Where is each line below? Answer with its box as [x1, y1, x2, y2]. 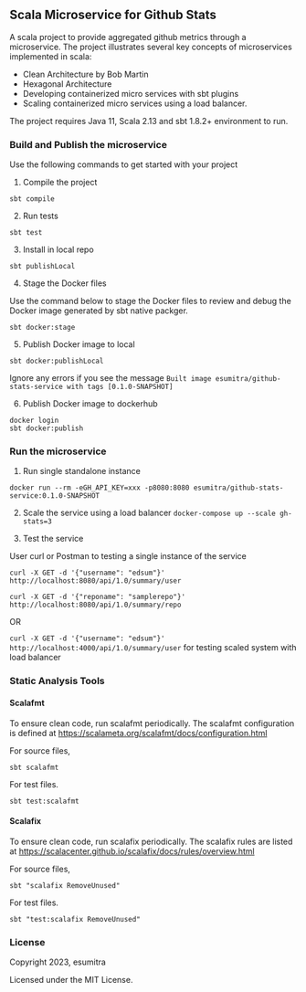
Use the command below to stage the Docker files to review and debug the [9, 296, 292, 307]
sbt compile [9, 195, 55, 204]
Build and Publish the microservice [9, 138, 167, 151]
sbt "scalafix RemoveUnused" [9, 881, 121, 890]
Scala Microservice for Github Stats [9, 7, 217, 23]
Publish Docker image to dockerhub [22, 398, 158, 409]
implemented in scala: [9, 50, 92, 62]
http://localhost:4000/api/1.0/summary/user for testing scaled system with [9, 642, 297, 653]
